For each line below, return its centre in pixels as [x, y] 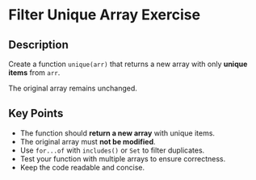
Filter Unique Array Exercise [104, 15]
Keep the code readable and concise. [82, 167]
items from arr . [34, 73]
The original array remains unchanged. [73, 88]
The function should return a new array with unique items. [118, 133]
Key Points [36, 113]
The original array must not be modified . [88, 141]
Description [38, 45]
